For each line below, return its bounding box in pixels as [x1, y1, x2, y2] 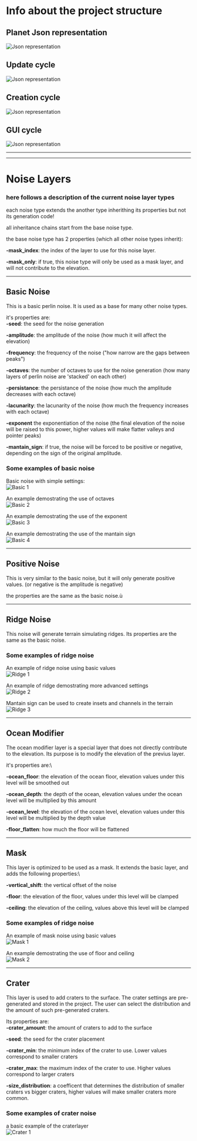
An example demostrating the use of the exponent [6, 513, 127, 520]
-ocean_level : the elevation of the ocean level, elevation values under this [6, 808, 185, 815]
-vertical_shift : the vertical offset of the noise [6, 881, 117, 888]
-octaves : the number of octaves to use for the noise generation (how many [6, 367, 191, 374]
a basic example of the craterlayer [6, 1122, 89, 1129]
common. [6, 1094, 29, 1101]
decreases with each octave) [6, 390, 76, 397]
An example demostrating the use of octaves [6, 495, 114, 502]
